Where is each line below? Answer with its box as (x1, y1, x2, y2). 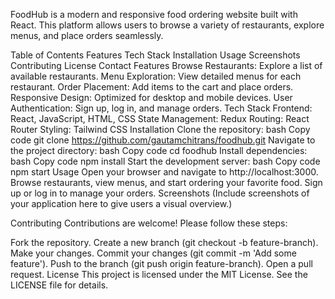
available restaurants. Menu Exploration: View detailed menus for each (10, 70, 302, 82)
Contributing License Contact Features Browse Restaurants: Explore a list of (10, 60, 323, 71)
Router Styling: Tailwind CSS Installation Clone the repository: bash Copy (10, 124, 311, 135)
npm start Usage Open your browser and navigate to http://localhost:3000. (10, 166, 319, 178)
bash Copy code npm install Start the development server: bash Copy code (10, 155, 321, 167)
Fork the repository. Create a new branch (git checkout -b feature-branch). (10, 237, 319, 248)
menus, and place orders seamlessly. (10, 30, 164, 41)
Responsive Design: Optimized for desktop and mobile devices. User (10, 92, 293, 103)
